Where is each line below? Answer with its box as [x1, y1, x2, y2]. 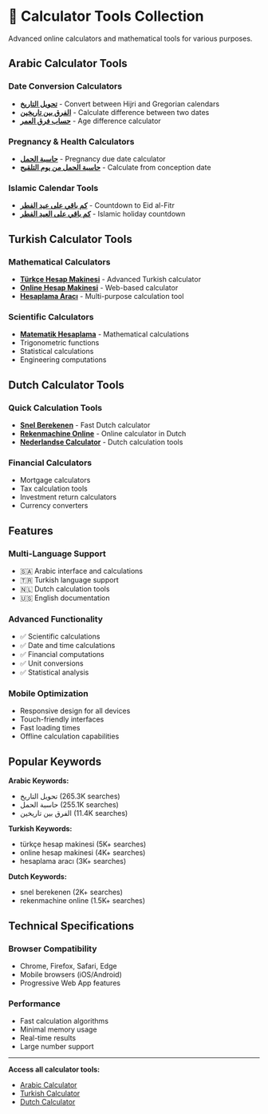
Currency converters [19, 501, 89, 511]
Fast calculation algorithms [19, 1017, 109, 1026]
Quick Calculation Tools [8, 402, 102, 413]
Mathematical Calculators [8, 256, 111, 267]
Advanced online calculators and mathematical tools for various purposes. [8, 34, 253, 43]
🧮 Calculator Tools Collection [8, 7, 204, 26]
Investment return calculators [19, 492, 117, 502]
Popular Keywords [8, 754, 102, 768]
